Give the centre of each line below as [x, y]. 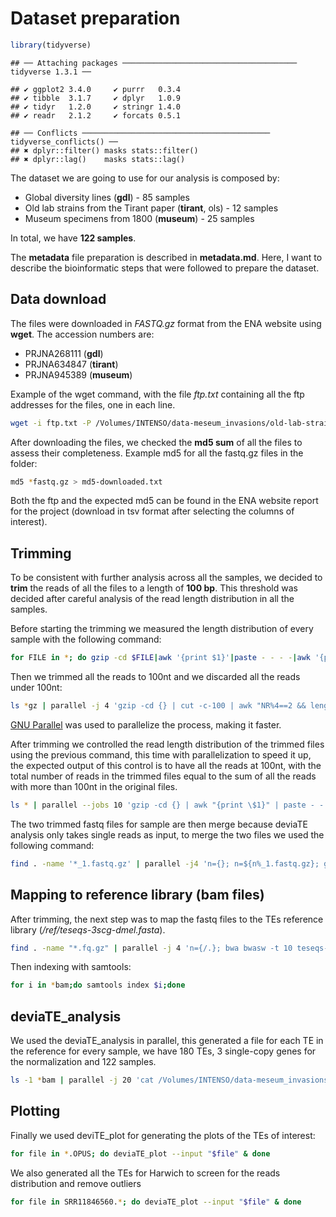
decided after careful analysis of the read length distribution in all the [152, 599]
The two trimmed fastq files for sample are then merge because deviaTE [159, 824]
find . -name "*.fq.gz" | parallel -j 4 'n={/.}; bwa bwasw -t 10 [151, 948]
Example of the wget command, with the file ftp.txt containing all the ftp [157, 394]
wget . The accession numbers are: [82, 334]
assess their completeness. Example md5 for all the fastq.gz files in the [157, 453]
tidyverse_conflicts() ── [64, 142]
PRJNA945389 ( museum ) [78, 374]
